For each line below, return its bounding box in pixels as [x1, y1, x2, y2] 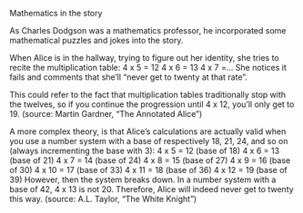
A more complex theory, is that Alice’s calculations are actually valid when [9, 126, 287, 137]
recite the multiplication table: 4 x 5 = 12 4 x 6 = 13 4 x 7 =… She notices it [9, 63, 287, 73]
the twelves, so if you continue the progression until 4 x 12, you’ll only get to [9, 99, 295, 110]
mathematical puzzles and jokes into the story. [9, 35, 184, 45]
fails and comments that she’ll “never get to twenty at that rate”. [9, 72, 248, 82]
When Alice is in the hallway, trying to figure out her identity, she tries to [9, 53, 279, 63]
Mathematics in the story [9, 8, 103, 18]
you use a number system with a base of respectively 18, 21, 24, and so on [9, 136, 288, 146]
